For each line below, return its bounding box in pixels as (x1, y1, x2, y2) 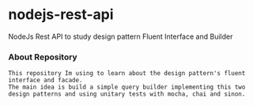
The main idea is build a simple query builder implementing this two (8, 83, 246, 92)
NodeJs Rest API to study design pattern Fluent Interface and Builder (8, 32, 233, 41)
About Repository (8, 51, 77, 62)
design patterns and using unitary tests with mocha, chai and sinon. (8, 90, 246, 98)
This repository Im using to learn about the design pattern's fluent (8, 70, 246, 78)
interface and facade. (8, 77, 83, 85)
